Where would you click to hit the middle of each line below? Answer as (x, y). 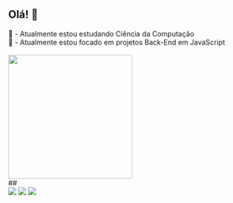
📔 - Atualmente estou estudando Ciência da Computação (101, 33)
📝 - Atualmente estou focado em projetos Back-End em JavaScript (117, 42)
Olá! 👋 (23, 15)
